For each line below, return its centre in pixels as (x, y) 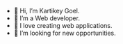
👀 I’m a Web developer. (47, 18)
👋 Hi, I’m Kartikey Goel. (47, 11)
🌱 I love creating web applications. (63, 25)
